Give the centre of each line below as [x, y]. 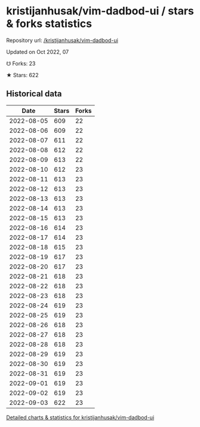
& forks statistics [49, 24]
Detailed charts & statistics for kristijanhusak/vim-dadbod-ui [80, 417]
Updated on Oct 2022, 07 [38, 51]
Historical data [34, 94]
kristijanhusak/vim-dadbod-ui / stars [100, 11]
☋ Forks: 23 [21, 63]
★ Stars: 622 [22, 75]
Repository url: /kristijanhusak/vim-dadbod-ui [62, 40]
